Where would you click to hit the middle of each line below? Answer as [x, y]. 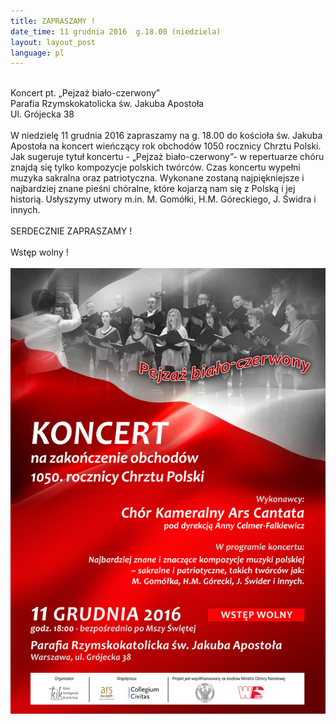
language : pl [37, 53]
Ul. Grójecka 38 [42, 114]
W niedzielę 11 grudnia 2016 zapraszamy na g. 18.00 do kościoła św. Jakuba [166, 136]
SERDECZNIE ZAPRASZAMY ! [71, 231]
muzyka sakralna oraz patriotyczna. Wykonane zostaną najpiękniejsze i [157, 178]
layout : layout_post [53, 42]
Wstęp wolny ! [39, 252]
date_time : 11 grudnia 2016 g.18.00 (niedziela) [116, 31]
